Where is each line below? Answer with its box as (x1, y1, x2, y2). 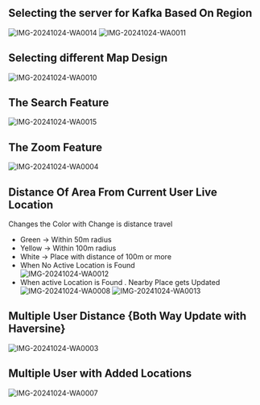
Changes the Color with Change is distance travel (8, 219, 173, 229)
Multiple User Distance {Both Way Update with (8, 309, 247, 323)
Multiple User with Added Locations (8, 366, 192, 381)
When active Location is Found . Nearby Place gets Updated (19, 278, 221, 287)
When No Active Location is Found (19, 261, 135, 271)
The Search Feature (8, 96, 109, 110)
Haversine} (8, 322, 66, 336)
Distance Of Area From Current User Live (8, 185, 217, 199)
